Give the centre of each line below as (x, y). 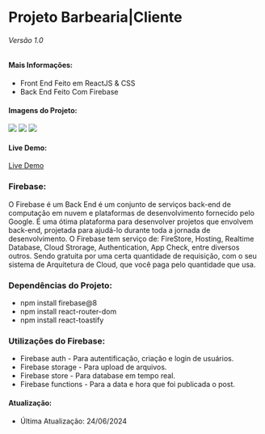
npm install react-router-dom (68, 312)
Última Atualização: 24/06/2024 (74, 421)
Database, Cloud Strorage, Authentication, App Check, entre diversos (124, 247)
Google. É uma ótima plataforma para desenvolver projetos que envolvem (131, 221)
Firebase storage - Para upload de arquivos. (93, 367)
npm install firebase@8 (59, 303)
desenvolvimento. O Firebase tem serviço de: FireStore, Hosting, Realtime (131, 238)
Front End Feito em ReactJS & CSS (78, 83)
